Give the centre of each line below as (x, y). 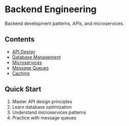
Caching (21, 73)
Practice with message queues (44, 117)
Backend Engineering (51, 9)
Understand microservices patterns (49, 112)
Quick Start (23, 89)
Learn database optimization (42, 107)
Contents (20, 39)
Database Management (36, 57)
